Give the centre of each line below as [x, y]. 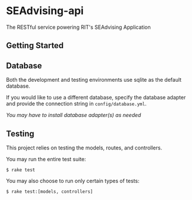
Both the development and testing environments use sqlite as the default [94, 80]
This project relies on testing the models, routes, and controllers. [84, 148]
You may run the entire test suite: [46, 159]
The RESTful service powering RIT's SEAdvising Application [78, 27]
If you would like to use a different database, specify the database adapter [96, 98]
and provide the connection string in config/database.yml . [76, 104]
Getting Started [35, 46]
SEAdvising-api [45, 11]
